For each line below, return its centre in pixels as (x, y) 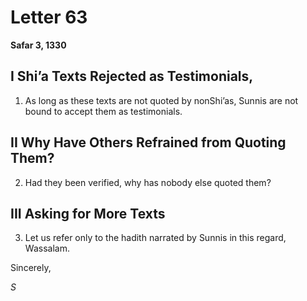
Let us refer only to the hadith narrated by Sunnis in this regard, (155, 238)
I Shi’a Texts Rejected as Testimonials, (132, 76)
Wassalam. (47, 248)
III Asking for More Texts (88, 213)
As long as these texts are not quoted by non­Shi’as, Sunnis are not (161, 100)
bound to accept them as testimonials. (103, 111)
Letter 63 (49, 17)
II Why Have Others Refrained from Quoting (148, 142)
